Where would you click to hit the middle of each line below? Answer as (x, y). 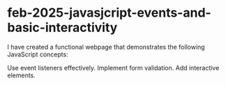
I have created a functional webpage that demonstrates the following (106, 47)
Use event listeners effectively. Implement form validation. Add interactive (113, 68)
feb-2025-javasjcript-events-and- (109, 13)
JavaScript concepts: (38, 54)
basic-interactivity (62, 28)
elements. (22, 75)
